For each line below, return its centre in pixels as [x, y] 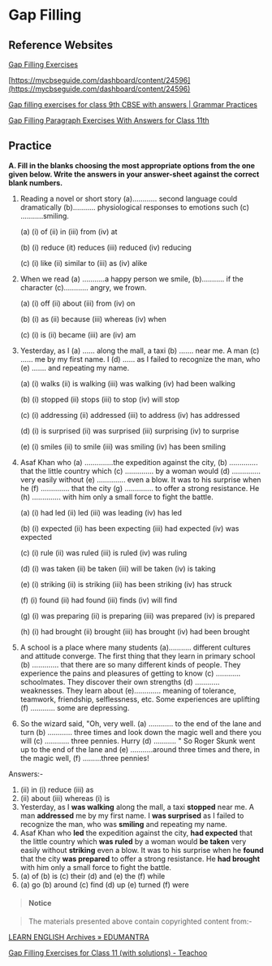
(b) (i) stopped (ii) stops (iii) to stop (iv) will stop [100, 399]
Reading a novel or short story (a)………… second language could [129, 198]
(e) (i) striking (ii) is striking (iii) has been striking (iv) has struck [126, 584]
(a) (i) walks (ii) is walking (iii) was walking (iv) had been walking [127, 383]
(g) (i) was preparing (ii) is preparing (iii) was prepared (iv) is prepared [138, 616]
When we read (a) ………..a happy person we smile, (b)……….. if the [132, 279]
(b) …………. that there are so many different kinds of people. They [130, 664]
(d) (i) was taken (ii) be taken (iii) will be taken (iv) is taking [118, 568]
